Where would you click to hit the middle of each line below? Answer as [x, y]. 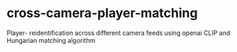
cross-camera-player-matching [102, 13]
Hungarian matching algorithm [51, 40]
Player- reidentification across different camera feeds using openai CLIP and [118, 33]
